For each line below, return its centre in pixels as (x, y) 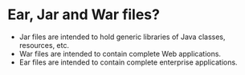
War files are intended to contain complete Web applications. (120, 53)
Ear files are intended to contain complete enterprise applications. (128, 62)
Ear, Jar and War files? (84, 15)
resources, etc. (44, 45)
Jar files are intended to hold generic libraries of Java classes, (122, 37)
